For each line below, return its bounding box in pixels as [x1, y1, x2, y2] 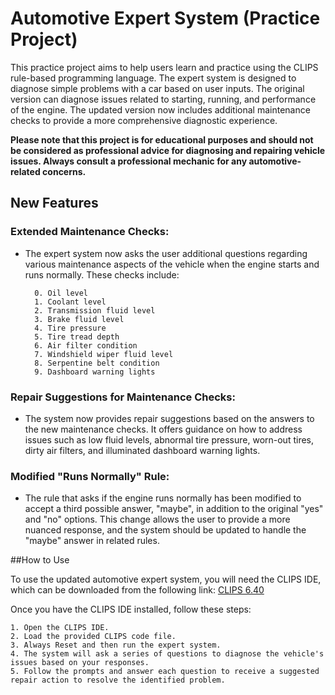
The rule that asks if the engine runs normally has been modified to [24, 492, 302, 504]
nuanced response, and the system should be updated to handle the [24, 524, 307, 536]
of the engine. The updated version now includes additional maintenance [10, 103, 311, 116]
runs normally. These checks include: [24, 268, 180, 281]
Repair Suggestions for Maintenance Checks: [10, 390, 236, 404]
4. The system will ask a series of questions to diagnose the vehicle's [10, 649, 325, 659]
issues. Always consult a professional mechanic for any [10, 155, 248, 167]
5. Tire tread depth [34, 332, 120, 342]
